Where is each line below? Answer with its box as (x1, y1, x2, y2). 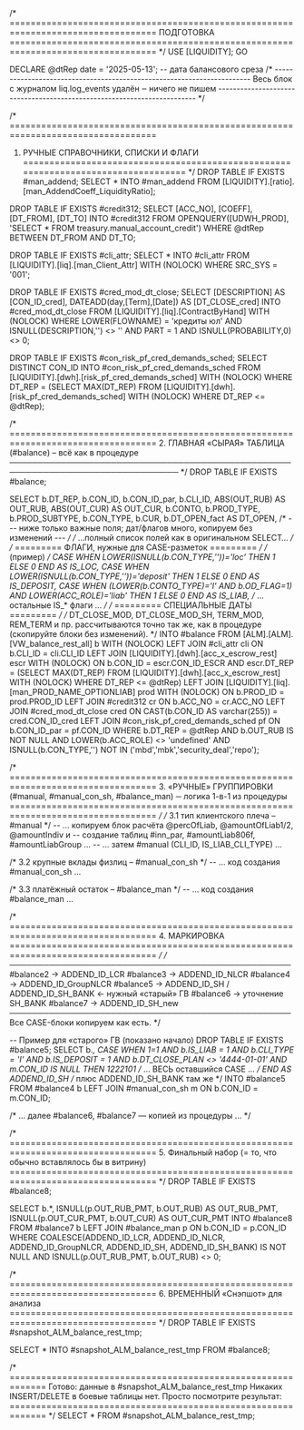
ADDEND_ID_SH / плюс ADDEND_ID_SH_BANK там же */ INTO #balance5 (9, 1073, 286, 1083)
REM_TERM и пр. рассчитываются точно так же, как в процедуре (9, 619, 262, 630)
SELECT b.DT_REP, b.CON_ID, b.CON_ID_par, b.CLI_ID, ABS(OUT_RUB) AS (9, 494, 286, 504)
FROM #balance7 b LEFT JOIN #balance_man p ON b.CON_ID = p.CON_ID (9, 1222, 288, 1233)
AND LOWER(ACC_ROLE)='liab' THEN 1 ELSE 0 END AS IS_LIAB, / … (9, 590, 265, 601)
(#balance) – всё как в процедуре (9, 447, 139, 457)
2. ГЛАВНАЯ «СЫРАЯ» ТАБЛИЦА (158, 437, 286, 448)
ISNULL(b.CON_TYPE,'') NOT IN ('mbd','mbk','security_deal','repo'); (9, 744, 260, 755)
